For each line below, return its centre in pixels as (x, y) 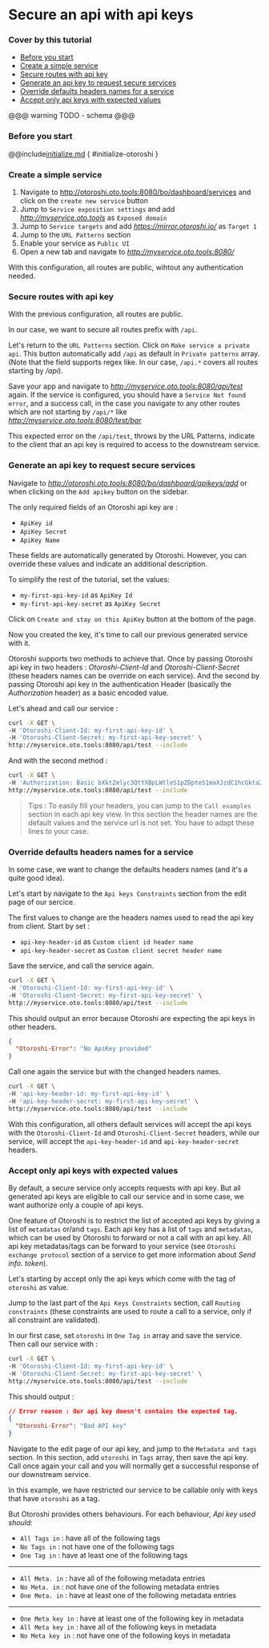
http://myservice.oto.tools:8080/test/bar (75, 421)
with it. (19, 643)
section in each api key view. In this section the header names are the (143, 814)
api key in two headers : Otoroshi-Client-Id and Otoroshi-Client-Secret (124, 667)
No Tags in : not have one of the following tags (97, 1547)
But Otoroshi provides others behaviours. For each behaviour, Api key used (132, 1514)
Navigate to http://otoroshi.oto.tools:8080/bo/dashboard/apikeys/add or (128, 482)
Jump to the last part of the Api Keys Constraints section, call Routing (124, 1303)
